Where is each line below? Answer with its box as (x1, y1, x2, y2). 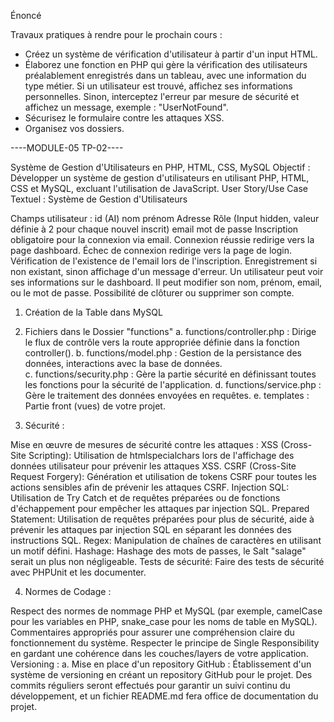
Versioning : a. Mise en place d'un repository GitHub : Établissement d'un (10, 658, 312, 670)
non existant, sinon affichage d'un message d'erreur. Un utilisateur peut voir (10, 266, 324, 277)
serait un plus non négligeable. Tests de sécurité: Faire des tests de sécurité (10, 556, 325, 567)
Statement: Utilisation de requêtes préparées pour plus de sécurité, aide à (10, 513, 315, 525)
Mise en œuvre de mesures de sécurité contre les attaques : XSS (10, 439, 279, 450)
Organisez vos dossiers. (24, 123, 125, 134)
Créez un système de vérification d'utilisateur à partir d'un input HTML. (24, 48, 318, 60)
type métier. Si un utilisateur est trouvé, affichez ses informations (24, 80, 293, 92)
